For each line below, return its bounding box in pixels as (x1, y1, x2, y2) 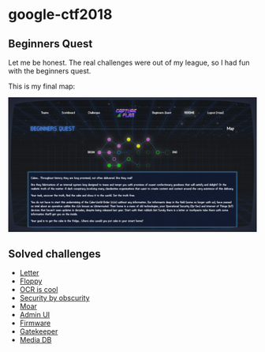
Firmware (19, 318, 51, 328)
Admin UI (19, 310, 50, 320)
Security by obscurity (19, 294, 90, 303)
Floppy (19, 276, 43, 286)
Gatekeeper (19, 327, 58, 336)
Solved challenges (8, 247, 101, 261)
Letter (19, 268, 39, 278)
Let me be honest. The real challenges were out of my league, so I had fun (8, 58, 250, 67)
